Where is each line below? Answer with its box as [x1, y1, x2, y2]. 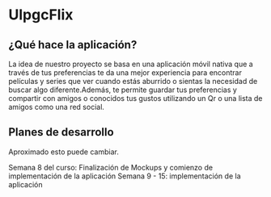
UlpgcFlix [8, 6, 74, 24]
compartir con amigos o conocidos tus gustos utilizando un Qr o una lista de [8, 94, 263, 103]
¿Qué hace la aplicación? [8, 38, 138, 52]
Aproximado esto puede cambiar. [8, 147, 119, 157]
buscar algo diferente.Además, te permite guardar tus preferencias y [8, 85, 237, 94]
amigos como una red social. [8, 103, 105, 111]
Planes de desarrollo [8, 125, 115, 139]
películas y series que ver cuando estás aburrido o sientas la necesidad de [8, 77, 258, 86]
